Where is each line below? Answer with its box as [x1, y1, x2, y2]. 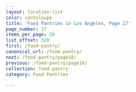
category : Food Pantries [5, 71, 69, 77]
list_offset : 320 [5, 37, 50, 43]
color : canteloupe [5, 15, 52, 21]
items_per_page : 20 [5, 32, 55, 38]
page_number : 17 [5, 26, 47, 32]
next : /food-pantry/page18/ [5, 54, 77, 60]
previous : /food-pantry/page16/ [5, 60, 87, 66]
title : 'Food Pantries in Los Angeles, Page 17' [5, 20, 131, 26]
